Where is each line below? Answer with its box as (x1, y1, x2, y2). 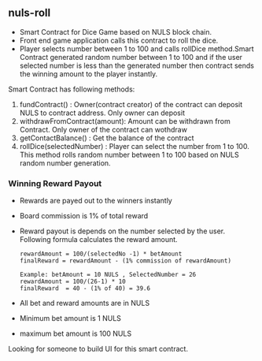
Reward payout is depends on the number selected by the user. (19, 226, 226, 236)
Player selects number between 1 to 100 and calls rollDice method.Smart (19, 43, 254, 54)
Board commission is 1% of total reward (19, 211, 149, 221)
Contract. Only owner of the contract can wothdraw (19, 125, 187, 134)
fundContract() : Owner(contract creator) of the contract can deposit (19, 99, 243, 109)
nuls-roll (8, 6, 51, 20)
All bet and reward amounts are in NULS (19, 299, 150, 308)
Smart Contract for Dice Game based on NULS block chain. (19, 27, 212, 36)
